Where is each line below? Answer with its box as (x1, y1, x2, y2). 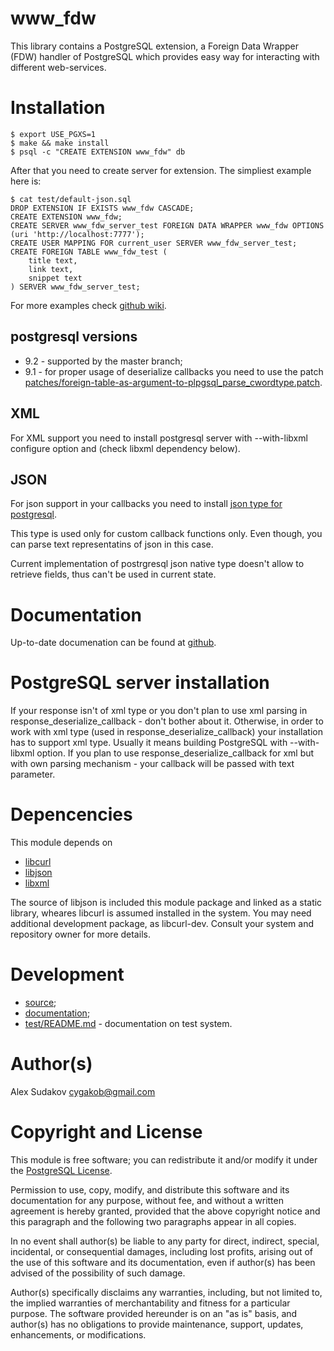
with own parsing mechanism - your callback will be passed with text (10, 758, 295, 770)
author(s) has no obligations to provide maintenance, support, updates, (10, 1318, 304, 1330)
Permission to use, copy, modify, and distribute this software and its (10, 1183, 290, 1196)
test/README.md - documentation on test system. (24, 1018, 233, 1030)
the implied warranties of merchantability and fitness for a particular (10, 1297, 291, 1309)
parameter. (10, 768, 56, 781)
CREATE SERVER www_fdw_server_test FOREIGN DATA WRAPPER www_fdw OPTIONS (10, 220, 325, 231)
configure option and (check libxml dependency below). (10, 442, 241, 454)
